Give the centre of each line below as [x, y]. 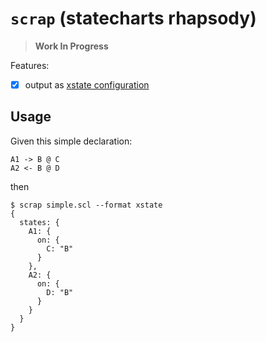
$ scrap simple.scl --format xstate [86, 205]
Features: [30, 65]
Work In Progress [71, 46]
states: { [39, 222]
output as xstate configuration [87, 84]
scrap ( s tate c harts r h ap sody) [133, 18]
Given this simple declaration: [71, 141]
